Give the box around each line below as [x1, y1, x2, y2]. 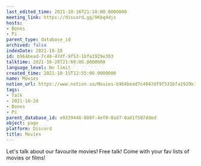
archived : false [6, 43, 47, 49]
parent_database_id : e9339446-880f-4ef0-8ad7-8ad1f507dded [6, 114, 157, 120]
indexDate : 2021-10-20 [6, 48, 63, 54]
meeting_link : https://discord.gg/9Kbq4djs [6, 14, 117, 20]
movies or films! [6, 154, 46, 161]
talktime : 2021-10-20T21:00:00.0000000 [6, 59, 106, 65]
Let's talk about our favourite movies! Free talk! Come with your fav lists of [6, 147, 190, 155]
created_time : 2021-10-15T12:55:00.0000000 [6, 70, 117, 76]
